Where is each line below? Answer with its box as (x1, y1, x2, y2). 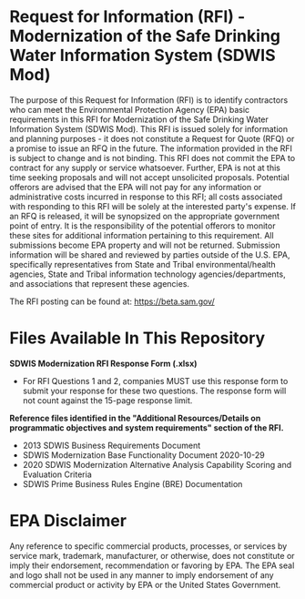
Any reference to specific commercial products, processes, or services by (9, 540, 288, 552)
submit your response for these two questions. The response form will (22, 385, 287, 396)
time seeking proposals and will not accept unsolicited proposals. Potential (9, 171, 290, 183)
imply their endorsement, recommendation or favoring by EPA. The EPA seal (9, 560, 295, 571)
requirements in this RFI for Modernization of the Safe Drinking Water (9, 114, 269, 125)
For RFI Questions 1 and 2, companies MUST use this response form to (22, 375, 289, 386)
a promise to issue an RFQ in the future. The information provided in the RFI (9, 143, 293, 154)
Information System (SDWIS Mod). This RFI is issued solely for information (9, 123, 289, 134)
